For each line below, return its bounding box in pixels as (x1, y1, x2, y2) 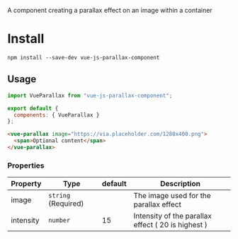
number (48, 216, 71, 225)
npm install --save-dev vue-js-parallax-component (7, 54, 160, 61)
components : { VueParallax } (13, 111, 100, 119)
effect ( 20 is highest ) (133, 220, 208, 230)
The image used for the (133, 191, 211, 201)
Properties (7, 161, 45, 170)
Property (11, 179, 42, 189)
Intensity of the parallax (133, 211, 212, 221)
